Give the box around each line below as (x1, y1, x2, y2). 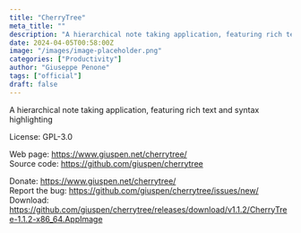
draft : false (9, 80, 58, 89)
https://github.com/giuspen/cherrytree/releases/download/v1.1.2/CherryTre (9, 203, 288, 215)
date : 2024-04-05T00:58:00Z (9, 38, 115, 47)
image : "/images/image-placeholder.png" (9, 47, 163, 56)
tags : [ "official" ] (9, 72, 82, 81)
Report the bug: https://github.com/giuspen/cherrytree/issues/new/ (9, 185, 260, 195)
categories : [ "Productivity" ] (9, 55, 123, 64)
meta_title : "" (9, 22, 66, 30)
